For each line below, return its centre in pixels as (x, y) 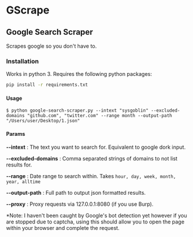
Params (16, 133)
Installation (23, 61)
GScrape (28, 10)
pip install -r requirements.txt (47, 85)
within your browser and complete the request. (63, 228)
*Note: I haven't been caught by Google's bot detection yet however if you (96, 215)
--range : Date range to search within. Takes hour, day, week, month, (91, 176)
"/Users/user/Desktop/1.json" (43, 121)
